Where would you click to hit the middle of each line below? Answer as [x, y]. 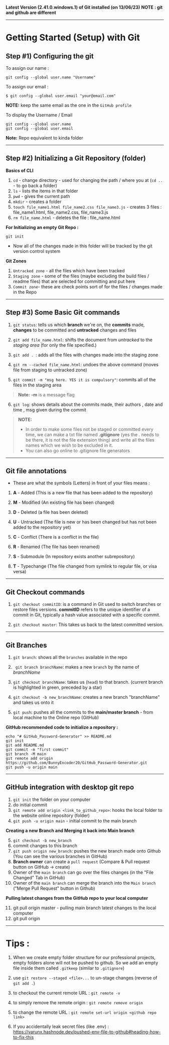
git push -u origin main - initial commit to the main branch [75, 820]
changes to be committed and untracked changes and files [75, 330]
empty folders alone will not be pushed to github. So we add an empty [86, 963]
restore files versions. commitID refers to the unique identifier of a [81, 609]
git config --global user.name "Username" [51, 77]
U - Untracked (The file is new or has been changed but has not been [85, 522]
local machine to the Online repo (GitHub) [56, 717]
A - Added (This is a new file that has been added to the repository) [83, 493]
